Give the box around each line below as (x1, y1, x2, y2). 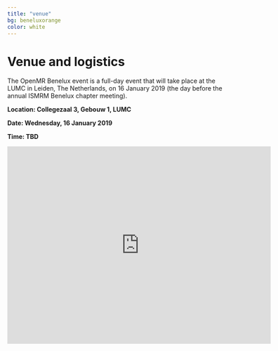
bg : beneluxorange (7, 17, 61, 24)
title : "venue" (7, 10, 52, 18)
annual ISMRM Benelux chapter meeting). (7, 92, 128, 100)
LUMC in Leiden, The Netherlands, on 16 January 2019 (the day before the (7, 84, 223, 93)
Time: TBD (7, 133, 39, 141)
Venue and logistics (7, 53, 125, 69)
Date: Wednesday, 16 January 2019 (7, 119, 112, 127)
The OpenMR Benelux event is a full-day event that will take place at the (7, 77, 216, 85)
